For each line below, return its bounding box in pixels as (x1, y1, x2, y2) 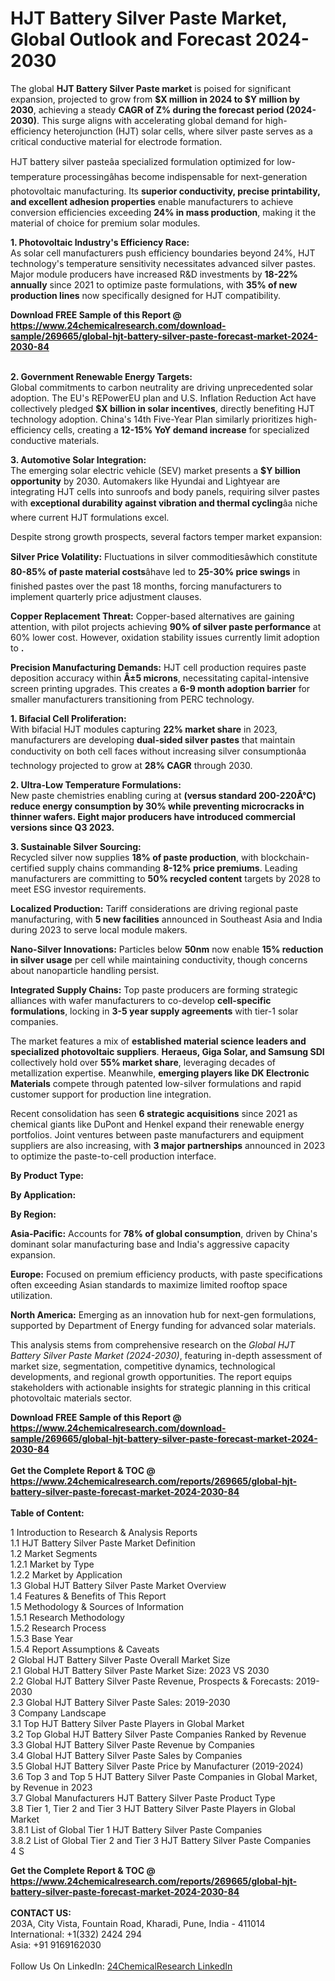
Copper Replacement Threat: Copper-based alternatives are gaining (10, 610, 295, 622)
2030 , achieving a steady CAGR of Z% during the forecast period (10, 103, 285, 116)
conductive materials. (10, 434, 100, 446)
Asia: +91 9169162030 (10, 1938, 102, 1951)
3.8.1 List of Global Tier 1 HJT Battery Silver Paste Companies (10, 1823, 263, 1836)
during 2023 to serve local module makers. (10, 923, 188, 936)
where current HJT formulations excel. (10, 511, 170, 523)
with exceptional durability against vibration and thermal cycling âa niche (10, 497, 318, 509)
